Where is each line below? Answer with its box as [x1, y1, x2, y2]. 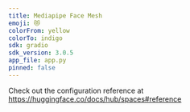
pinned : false [8, 64, 56, 72]
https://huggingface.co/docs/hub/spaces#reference [8, 94, 182, 104]
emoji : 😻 [8, 19, 40, 27]
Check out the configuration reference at [8, 86, 144, 95]
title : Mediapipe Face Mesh [8, 11, 103, 20]
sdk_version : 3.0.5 [8, 49, 74, 57]
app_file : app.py [8, 57, 67, 65]
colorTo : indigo [8, 34, 63, 42]
